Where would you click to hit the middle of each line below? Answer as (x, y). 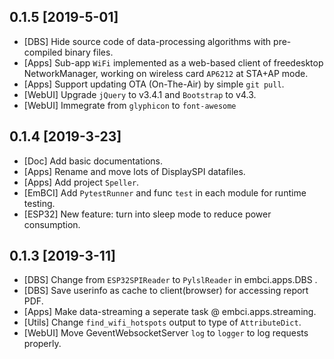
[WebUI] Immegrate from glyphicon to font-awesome (130, 105)
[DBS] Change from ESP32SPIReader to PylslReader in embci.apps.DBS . (170, 280)
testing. (39, 203)
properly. (42, 344)
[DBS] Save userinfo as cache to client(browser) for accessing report (166, 291)
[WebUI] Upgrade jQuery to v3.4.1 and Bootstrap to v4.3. (140, 94)
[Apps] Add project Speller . (81, 182)
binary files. (89, 52)
